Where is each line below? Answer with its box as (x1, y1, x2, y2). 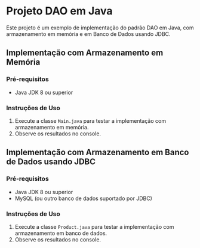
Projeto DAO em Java (6, 4, 113, 18)
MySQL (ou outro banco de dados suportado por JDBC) (14, 195, 152, 202)
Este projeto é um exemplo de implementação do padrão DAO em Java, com (6, 24, 194, 31)
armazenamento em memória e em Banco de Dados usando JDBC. (6, 30, 171, 37)
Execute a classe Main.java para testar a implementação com (14, 117, 166, 124)
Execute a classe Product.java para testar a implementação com (14, 223, 174, 230)
